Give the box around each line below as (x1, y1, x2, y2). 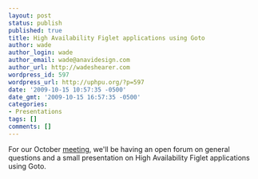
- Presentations (8, 108, 62, 116)
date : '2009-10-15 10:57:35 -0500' (8, 85, 127, 94)
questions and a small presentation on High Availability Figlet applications (8, 153, 250, 162)
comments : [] (8, 123, 52, 130)
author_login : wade (8, 49, 73, 56)
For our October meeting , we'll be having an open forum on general (8, 144, 230, 154)
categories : (8, 100, 48, 108)
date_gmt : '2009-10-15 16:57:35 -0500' (8, 93, 141, 101)
